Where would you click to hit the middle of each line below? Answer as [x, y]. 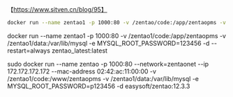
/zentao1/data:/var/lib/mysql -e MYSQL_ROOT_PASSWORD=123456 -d [108, 43]
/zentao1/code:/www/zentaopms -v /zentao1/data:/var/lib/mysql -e [103, 78]
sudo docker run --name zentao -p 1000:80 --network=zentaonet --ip [108, 64]
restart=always [29, 51]
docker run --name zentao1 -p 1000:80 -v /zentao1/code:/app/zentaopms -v [117, 35]
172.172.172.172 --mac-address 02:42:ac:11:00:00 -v [82, 71]
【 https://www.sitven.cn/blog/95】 [57, 9]
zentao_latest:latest [80, 51]
